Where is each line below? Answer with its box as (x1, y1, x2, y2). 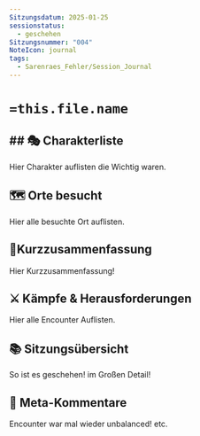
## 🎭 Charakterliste (9, 134, 124, 149)
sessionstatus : (9, 21, 65, 30)
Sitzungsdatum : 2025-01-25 (9, 12, 109, 22)
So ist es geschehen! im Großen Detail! (9, 370, 151, 380)
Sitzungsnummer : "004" (9, 37, 93, 47)
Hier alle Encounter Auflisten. (9, 315, 116, 325)
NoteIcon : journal (9, 46, 77, 55)
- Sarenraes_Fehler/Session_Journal (17, 63, 152, 72)
